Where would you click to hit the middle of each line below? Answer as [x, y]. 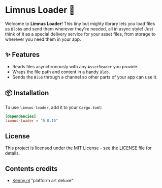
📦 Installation [27, 93]
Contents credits [31, 169]
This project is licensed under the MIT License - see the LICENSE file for [78, 148]
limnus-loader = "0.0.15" [32, 121]
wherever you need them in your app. [43, 39]
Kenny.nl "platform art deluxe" [43, 180]
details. [13, 153]
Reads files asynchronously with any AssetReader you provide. [75, 66]
